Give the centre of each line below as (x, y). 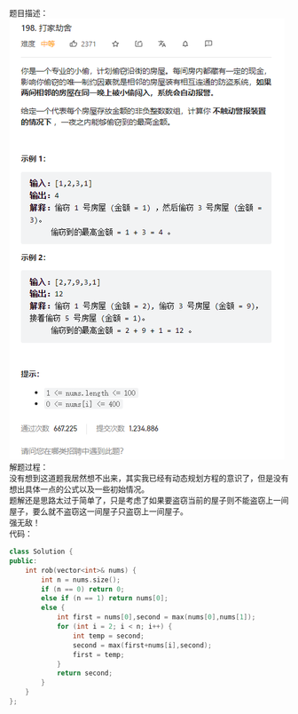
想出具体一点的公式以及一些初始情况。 (79, 489)
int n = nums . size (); (81, 580)
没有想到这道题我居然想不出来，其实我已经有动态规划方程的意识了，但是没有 (149, 478)
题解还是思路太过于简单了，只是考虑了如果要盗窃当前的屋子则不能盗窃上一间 (149, 500)
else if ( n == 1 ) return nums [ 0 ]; (105, 599)
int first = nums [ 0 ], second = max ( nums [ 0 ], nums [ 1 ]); (156, 617)
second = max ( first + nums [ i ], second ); (142, 645)
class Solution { (41, 551)
